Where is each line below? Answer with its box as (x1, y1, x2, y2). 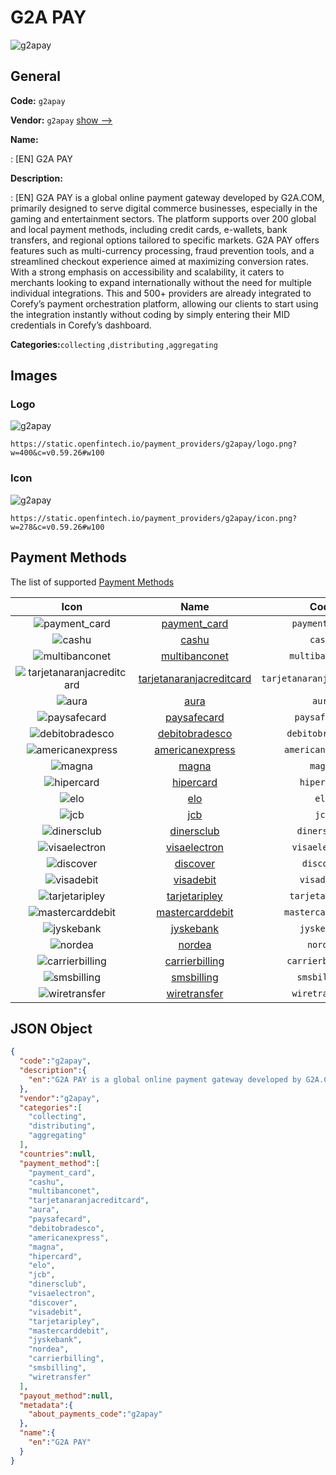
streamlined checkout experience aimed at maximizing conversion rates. (10, 255, 310, 267)
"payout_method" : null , (19, 1391, 114, 1401)
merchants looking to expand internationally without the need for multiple (10, 276, 312, 288)
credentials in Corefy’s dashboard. (10, 319, 152, 331)
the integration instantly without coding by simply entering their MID (10, 308, 290, 320)
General (10, 68, 62, 85)
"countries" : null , (19, 1149, 97, 1159)
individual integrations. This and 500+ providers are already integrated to (10, 287, 312, 299)
